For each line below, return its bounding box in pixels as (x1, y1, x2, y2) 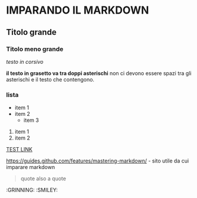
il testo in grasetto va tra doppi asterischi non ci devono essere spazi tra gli (6, 69, 192, 77)
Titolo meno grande (6, 45, 64, 53)
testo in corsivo (6, 58, 44, 65)
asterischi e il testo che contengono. (6, 76, 94, 83)
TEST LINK (6, 146, 32, 153)
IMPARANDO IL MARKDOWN (6, 4, 149, 17)
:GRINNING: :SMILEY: (6, 187, 58, 194)
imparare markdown (6, 164, 55, 171)
